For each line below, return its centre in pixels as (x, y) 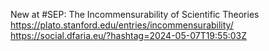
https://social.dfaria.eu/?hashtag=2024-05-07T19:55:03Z (129, 35)
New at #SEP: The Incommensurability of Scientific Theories (135, 14)
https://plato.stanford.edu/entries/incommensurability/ (122, 25)
